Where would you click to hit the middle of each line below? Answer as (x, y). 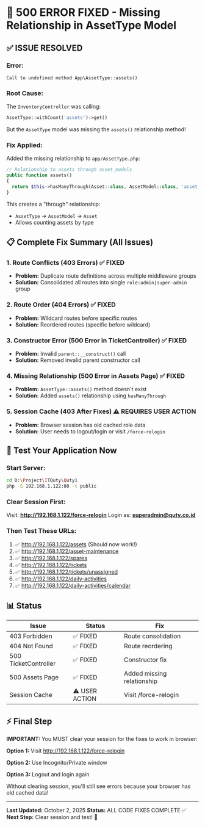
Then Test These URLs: (41, 531)
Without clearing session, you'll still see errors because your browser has (99, 786)
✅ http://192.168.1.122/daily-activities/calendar (73, 585)
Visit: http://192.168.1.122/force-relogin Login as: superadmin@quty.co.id (101, 515)
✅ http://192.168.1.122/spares (51, 558)
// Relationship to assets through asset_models (69, 170)
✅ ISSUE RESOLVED (45, 48)
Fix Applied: (24, 145)
